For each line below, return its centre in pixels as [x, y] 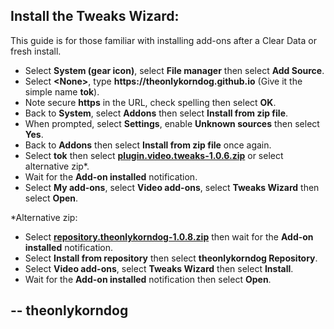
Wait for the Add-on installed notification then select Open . [148, 279]
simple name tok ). [62, 91]
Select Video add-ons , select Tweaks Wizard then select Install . [159, 268]
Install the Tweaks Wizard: [95, 16]
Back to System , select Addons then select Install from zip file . [156, 113]
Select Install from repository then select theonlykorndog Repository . [171, 258]
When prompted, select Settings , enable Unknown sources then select [172, 123]
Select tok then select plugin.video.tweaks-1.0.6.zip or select [154, 155]
